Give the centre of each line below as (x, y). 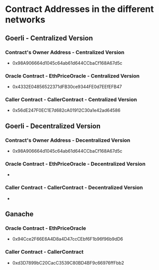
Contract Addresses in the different (79, 9)
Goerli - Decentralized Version (53, 126)
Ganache (19, 214)
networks (25, 20)
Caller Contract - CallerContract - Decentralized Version (74, 187)
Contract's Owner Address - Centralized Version (65, 52)
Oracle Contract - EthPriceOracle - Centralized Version (72, 76)
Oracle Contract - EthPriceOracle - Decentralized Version (75, 164)
